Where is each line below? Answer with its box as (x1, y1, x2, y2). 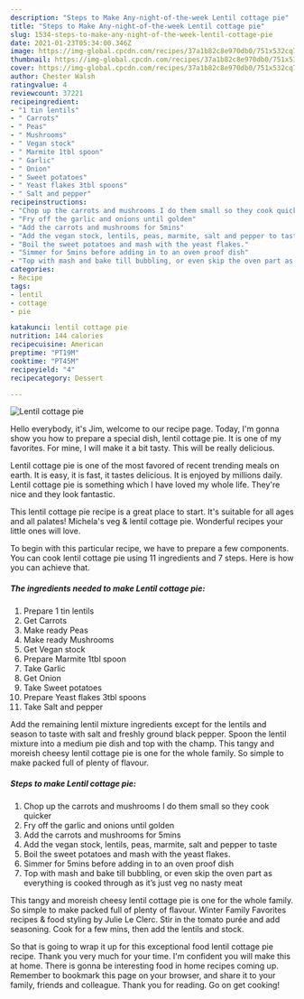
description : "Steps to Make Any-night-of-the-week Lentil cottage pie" (10, 13, 290, 23)
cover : (10, 64, 35, 73)
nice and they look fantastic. (10, 489, 115, 500)
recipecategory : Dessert (10, 374, 104, 383)
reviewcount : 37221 (10, 88, 84, 97)
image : (10, 47, 35, 56)
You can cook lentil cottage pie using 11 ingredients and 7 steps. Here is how (10, 552, 294, 564)
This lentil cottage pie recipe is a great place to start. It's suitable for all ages (10, 506, 294, 517)
